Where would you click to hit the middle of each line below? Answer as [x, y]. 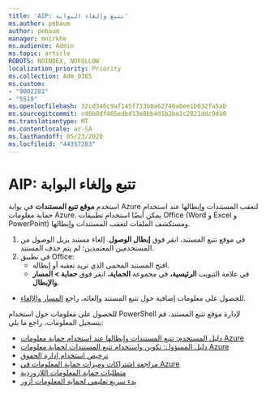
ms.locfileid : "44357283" [52, 144]
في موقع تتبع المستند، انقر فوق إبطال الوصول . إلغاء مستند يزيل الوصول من [133, 239]
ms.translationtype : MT [49, 122]
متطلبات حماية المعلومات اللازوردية [73, 373]
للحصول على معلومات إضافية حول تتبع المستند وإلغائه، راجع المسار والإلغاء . [133, 298]
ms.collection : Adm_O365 [50, 76]
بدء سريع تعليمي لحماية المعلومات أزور [78, 381]
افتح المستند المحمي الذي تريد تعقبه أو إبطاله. [101, 265]
